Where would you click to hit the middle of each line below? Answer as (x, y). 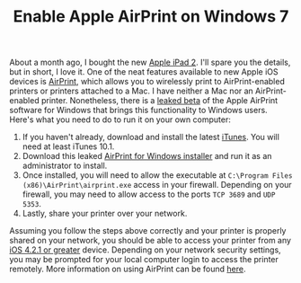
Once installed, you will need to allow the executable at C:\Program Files (157, 175)
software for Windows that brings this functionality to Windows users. (138, 111)
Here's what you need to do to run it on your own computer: (120, 119)
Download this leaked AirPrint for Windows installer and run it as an (147, 156)
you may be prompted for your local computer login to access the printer (144, 260)
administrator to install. (65, 166)
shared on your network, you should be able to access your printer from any (150, 241)
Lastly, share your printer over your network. (105, 214)
